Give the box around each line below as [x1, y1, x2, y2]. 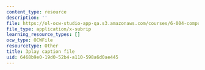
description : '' [6, 15, 48, 21]
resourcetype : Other [6, 43, 59, 49]
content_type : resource [6, 9, 67, 15]
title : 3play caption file [6, 49, 75, 55]
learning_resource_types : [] [6, 32, 81, 38]
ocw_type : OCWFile [6, 37, 53, 43]
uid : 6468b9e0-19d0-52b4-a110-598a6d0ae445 [6, 54, 119, 60]
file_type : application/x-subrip [6, 26, 92, 32]
